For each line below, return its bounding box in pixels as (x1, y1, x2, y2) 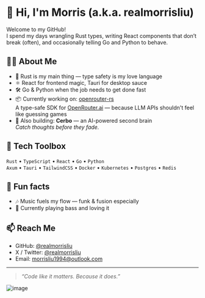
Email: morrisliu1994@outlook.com (15, 255, 103, 263)
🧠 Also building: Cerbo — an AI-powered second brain (15, 117, 153, 124)
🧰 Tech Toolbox (6, 141, 66, 151)
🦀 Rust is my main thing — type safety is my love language (15, 73, 163, 80)
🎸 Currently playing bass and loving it (15, 205, 110, 212)
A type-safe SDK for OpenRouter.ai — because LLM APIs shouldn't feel (15, 104, 194, 111)
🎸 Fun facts (6, 181, 50, 192)
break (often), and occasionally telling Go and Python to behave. (6, 38, 168, 46)
